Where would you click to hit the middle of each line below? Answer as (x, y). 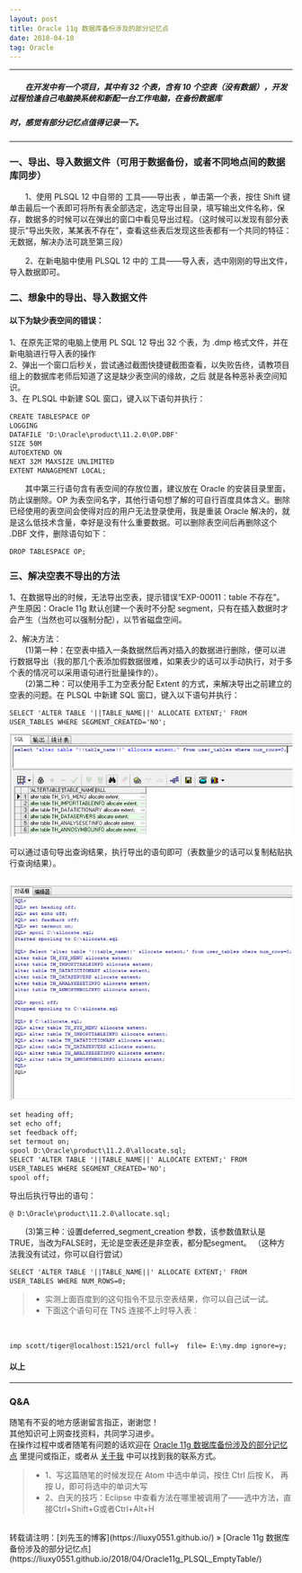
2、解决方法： (36, 639)
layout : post (34, 19)
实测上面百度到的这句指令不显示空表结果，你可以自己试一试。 (159, 1299)
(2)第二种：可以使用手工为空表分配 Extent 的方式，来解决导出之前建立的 (158, 684)
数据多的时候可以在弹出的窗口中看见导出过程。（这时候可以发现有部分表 (157, 219)
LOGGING (24, 426)
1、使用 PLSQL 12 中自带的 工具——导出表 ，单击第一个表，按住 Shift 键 (157, 196)
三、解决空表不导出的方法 (65, 576)
